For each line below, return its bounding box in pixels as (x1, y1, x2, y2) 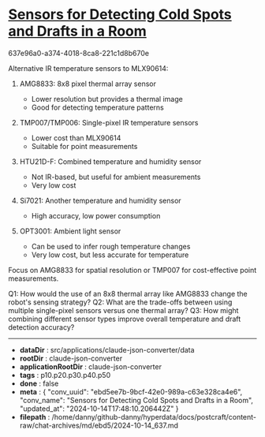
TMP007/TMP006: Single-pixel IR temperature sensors (19, 118, 199, 127)
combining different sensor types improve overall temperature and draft (8, 314, 241, 323)
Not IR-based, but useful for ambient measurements (31, 172, 201, 181)
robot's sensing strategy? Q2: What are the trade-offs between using (8, 297, 233, 307)
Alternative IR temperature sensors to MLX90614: (8, 63, 169, 73)
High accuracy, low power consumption (31, 211, 161, 220)
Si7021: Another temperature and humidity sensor (19, 196, 181, 205)
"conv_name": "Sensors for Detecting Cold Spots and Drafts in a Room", (19, 395, 254, 405)
